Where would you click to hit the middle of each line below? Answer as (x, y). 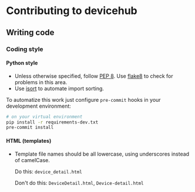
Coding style (25, 49)
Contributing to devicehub (72, 11)
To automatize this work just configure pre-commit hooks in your (83, 100)
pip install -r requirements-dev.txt (52, 122)
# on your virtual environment (44, 116)
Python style (22, 63)
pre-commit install (30, 128)
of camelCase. (32, 160)
